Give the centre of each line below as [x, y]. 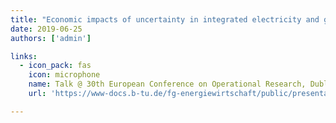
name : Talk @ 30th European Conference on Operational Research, [167, 84]
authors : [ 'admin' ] [51, 38]
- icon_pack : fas [55, 66]
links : [24, 56]
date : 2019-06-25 [46, 29]
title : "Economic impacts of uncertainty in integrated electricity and [165, 19]
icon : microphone [64, 75]
